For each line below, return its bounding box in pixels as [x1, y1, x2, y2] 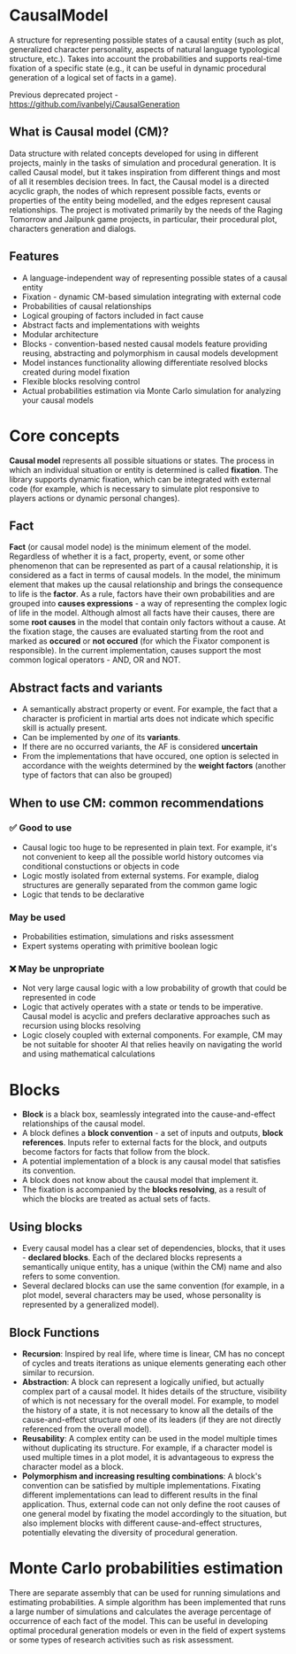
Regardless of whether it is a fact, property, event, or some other [9, 551, 245, 562]
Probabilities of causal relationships [21, 300, 152, 311]
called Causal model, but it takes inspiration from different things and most [9, 166, 281, 177]
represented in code [21, 993, 96, 1003]
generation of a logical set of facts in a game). [9, 72, 177, 82]
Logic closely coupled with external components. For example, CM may [21, 1030, 283, 1040]
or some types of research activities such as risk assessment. [9, 1635, 234, 1645]
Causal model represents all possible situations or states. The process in [9, 455, 275, 466]
